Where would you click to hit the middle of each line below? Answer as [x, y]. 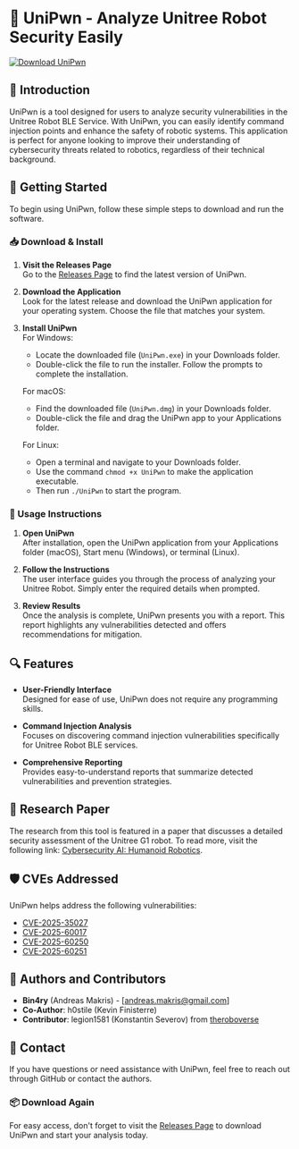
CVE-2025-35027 [55, 922]
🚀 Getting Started [58, 187]
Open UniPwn [48, 533]
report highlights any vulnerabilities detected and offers [124, 625]
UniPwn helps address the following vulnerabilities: [103, 905]
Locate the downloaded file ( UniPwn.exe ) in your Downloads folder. [158, 355]
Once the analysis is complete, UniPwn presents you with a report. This [154, 615]
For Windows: [48, 337]
